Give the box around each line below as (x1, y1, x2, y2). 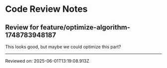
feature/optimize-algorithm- (40, 23, 131, 32)
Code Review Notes (5, 3, 88, 15)
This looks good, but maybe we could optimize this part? (5, 44, 121, 50)
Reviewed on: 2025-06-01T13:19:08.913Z (5, 58, 89, 64)
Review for (5, 23, 39, 32)
